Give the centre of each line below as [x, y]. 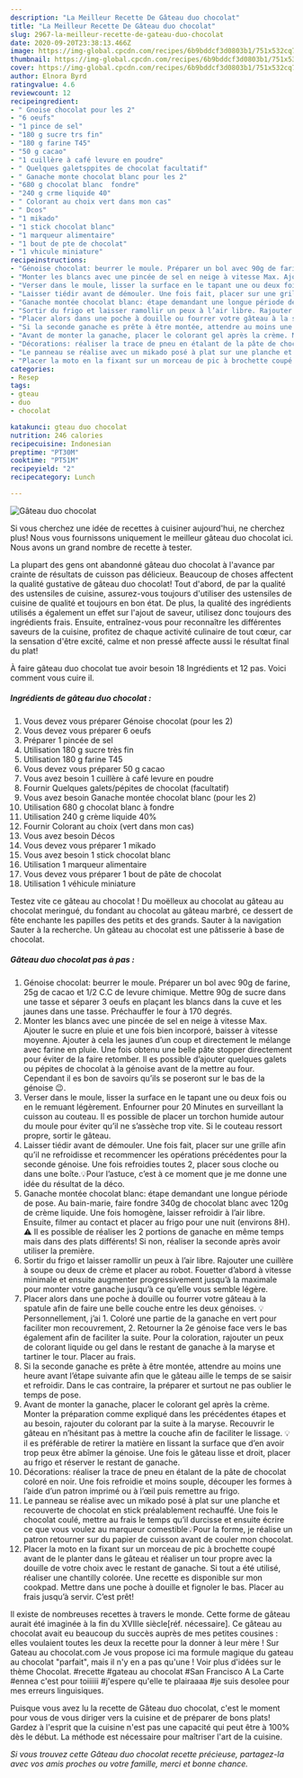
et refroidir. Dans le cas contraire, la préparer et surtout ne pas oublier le [157, 1385]
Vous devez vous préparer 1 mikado [89, 845]
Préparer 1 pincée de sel [68, 740]
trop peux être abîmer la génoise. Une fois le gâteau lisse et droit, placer [157, 1452]
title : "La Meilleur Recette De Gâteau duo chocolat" [113, 26]
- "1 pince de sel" [47, 127]
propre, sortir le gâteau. [67, 1136]
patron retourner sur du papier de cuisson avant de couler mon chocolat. [158, 1539]
